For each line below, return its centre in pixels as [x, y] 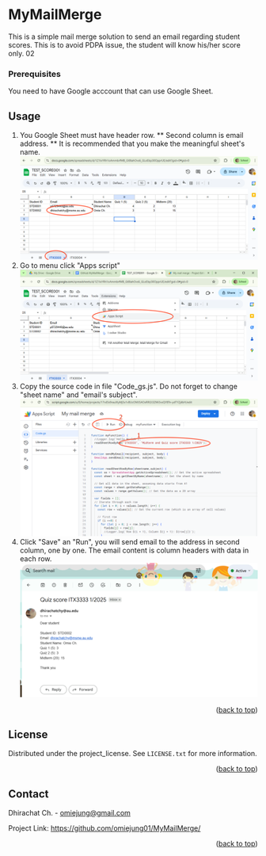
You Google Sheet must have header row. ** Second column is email [131, 136]
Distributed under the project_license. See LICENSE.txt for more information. [133, 754]
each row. [36, 558]
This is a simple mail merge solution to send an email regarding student [124, 36]
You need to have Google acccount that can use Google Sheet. [111, 91]
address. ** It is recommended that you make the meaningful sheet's [132, 143]
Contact [28, 794]
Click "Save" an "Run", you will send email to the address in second [129, 541]
